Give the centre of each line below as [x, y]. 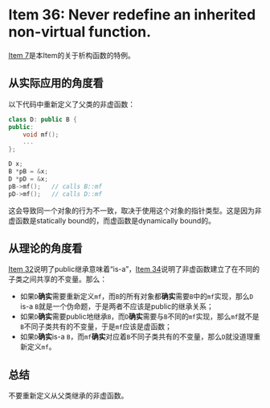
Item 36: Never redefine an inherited [132, 15]
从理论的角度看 [45, 248]
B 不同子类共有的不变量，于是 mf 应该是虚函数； [96, 327]
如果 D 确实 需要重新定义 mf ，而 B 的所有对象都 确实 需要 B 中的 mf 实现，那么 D [137, 297]
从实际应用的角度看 [56, 83]
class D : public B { [43, 119]
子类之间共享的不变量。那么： [57, 279]
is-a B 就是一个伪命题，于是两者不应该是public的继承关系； [117, 306]
